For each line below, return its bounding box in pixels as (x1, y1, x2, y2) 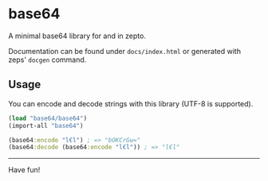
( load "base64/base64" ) (8, 114, 88, 122)
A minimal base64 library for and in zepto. (8, 31, 146, 40)
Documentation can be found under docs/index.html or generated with (8, 46, 242, 56)
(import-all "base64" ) (8, 121, 84, 129)
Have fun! (8, 165, 41, 175)
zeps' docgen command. (8, 55, 87, 64)
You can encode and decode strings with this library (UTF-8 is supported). (8, 98, 254, 108)
